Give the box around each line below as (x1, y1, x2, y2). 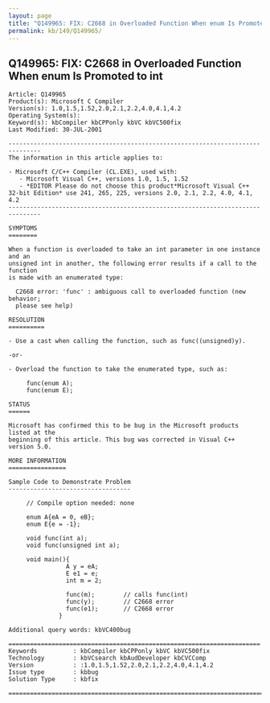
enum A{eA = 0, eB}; (26, 513, 95, 522)
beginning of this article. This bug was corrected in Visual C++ (8, 436, 235, 444)
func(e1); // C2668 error (65, 605, 174, 613)
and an (8, 253, 31, 261)
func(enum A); (26, 379, 74, 387)
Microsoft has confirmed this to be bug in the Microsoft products (8, 422, 239, 430)
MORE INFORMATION (8, 457, 67, 465)
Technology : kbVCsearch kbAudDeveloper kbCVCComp (8, 654, 207, 663)
